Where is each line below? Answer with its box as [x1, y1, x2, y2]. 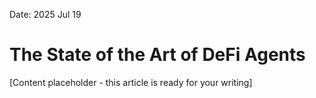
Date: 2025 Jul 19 [9, 9, 82, 20]
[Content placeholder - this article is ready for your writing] [9, 76, 253, 88]
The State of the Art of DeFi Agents [9, 44, 306, 66]
